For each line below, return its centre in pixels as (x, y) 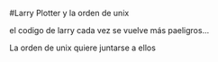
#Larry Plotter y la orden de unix (69, 13)
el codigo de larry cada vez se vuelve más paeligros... (109, 30)
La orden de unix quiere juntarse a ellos (82, 48)
